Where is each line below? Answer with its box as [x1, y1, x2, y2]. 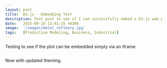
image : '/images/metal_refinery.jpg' [5, 26, 85, 31]
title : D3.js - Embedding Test [5, 12, 72, 17]
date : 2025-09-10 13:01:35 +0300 [5, 21, 79, 26]
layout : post [5, 7, 32, 12]
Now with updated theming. [5, 58, 62, 63]
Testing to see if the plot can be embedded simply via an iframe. [5, 44, 137, 49]
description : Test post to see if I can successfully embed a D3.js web [5, 16, 159, 21]
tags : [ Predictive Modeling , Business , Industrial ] [5, 30, 119, 35]
